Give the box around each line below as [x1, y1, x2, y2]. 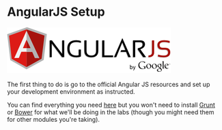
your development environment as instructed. [7, 87, 135, 96]
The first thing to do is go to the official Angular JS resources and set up [7, 80, 210, 88]
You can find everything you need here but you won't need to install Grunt [7, 101, 215, 109]
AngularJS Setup [7, 4, 105, 20]
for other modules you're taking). [7, 115, 100, 123]
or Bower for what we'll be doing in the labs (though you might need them [7, 107, 214, 116]
